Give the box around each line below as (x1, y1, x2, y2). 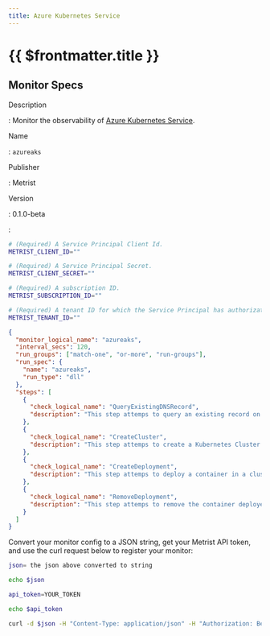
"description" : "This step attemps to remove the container (29, 500, 235, 508)
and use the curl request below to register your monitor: (8, 546, 194, 555)
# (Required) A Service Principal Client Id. (8, 240, 163, 248)
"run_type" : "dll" (22, 373, 84, 381)
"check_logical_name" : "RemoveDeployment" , (29, 493, 178, 501)
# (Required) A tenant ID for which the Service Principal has (8, 306, 225, 314)
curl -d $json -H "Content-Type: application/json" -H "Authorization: (8, 619, 253, 628)
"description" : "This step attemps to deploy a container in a (29, 470, 247, 479)
